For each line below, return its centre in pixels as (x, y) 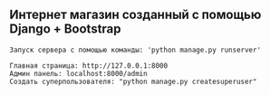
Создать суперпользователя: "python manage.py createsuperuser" (133, 81)
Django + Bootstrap (65, 29)
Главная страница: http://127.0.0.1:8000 (89, 66)
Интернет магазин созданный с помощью (135, 15)
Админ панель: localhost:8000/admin (78, 73)
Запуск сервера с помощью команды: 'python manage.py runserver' (135, 50)
